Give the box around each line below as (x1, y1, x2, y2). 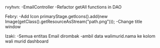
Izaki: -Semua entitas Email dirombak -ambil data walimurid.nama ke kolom (5, 33, 156, 39)
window (5, 24, 21, 30)
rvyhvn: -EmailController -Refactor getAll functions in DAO (5, 4, 122, 10)
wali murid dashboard (5, 38, 49, 44)
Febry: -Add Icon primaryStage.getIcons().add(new (5, 14, 108, 19)
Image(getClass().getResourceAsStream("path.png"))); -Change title (5, 19, 142, 24)
